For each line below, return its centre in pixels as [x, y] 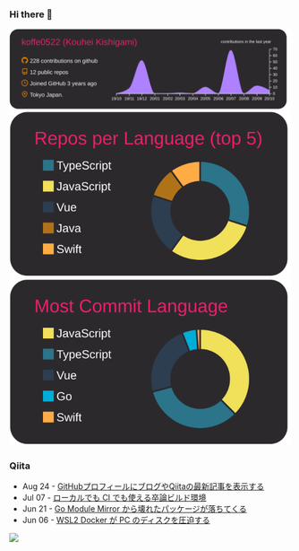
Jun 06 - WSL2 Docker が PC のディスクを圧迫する [116, 520]
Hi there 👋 [31, 14]
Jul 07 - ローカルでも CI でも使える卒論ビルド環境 [114, 498]
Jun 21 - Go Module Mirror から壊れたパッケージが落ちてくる [135, 509]
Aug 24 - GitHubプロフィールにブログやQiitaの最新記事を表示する [143, 486]
